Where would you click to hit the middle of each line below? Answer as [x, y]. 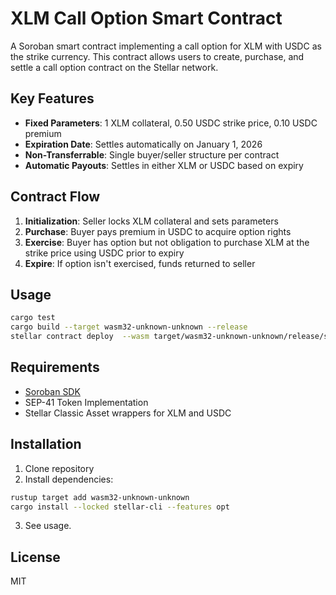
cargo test [33, 318]
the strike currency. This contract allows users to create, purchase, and [157, 56]
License [35, 557]
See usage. [48, 526]
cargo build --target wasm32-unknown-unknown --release [129, 327]
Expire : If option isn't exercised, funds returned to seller [140, 263]
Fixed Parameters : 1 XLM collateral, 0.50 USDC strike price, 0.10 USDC [171, 123]
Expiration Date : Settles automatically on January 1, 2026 [143, 144]
